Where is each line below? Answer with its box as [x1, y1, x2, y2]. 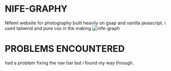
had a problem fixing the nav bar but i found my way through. [5, 59, 134, 66]
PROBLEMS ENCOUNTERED [5, 43, 125, 55]
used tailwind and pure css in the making [5, 25, 92, 31]
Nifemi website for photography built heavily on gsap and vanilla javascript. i [5, 20, 166, 26]
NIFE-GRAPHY [5, 3, 68, 15]
